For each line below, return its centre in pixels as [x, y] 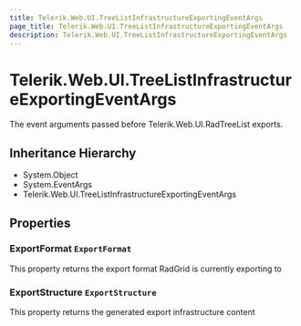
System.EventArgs [57, 185]
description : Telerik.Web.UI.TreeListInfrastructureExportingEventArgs [148, 35]
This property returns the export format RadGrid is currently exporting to [146, 269]
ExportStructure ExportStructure [83, 292]
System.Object [50, 175]
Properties [40, 223]
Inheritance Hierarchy [73, 153]
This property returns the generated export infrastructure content [132, 312]
